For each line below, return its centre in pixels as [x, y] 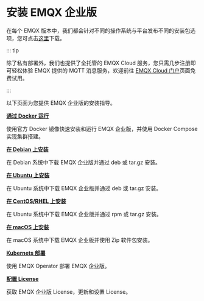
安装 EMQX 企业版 [52, 12]
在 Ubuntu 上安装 [28, 175]
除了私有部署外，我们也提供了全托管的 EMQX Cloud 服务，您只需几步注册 [98, 63]
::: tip [13, 50]
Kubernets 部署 [26, 253]
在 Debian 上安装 [27, 149]
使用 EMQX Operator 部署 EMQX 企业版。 [58, 266]
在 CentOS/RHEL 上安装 [36, 201]
